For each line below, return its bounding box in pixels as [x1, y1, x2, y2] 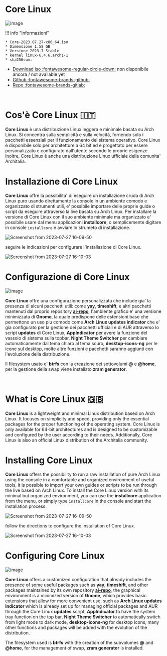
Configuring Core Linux [5, 550, 105, 561]
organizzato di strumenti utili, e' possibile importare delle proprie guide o [5, 203, 155, 209]
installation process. [5, 503, 47, 509]
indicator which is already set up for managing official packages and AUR [5, 603, 158, 609]
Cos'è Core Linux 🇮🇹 [5, 110, 96, 121]
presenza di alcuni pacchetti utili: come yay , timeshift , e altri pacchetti [5, 303, 151, 309]
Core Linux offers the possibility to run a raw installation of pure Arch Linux [5, 471, 160, 477]
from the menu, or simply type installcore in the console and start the [5, 498, 151, 504]
